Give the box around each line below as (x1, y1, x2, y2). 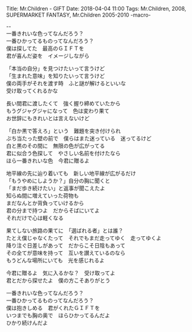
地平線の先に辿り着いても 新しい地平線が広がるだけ (6, 170, 136, 177)
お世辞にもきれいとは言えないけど (6, 115, 90, 121)
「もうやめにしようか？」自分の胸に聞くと (6, 177, 111, 184)
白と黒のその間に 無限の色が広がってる (6, 142, 105, 149)
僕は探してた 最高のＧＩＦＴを (6, 45, 84, 52)
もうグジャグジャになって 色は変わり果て (6, 107, 110, 114)
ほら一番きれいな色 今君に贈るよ (6, 157, 90, 164)
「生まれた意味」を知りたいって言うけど (6, 73, 105, 79)
